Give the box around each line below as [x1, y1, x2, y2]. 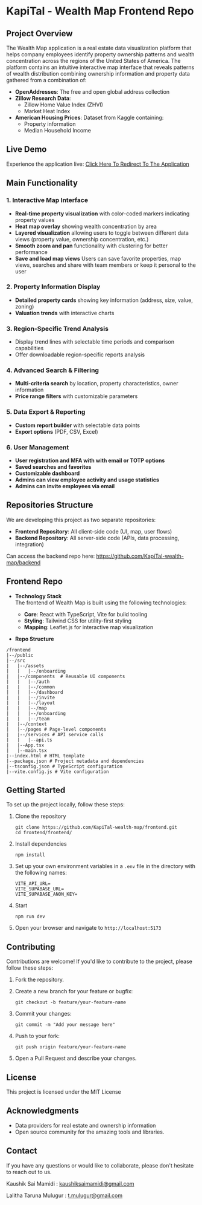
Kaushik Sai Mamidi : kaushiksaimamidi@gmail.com [6, 1180, 134, 1187]
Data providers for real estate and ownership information [14, 1122, 156, 1129]
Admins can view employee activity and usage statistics [14, 476, 160, 483]
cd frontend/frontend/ [14, 830, 72, 836]
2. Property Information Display [6, 282, 101, 291]
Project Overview [6, 28, 73, 39]
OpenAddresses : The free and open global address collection [14, 88, 170, 95]
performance [14, 248, 48, 255]
